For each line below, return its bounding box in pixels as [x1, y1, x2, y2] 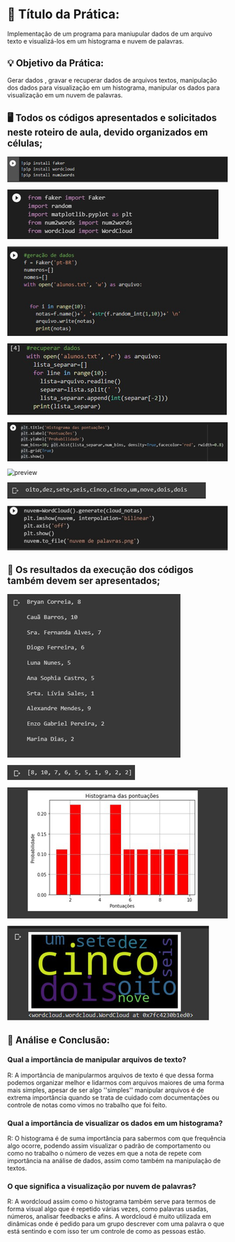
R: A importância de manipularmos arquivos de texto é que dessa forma [7, 1071, 214, 1079]
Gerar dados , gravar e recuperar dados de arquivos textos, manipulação [7, 76, 218, 84]
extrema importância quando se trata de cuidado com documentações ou [7, 1093, 220, 1102]
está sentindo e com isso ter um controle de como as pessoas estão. [7, 1227, 206, 1236]
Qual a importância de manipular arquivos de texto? [7, 1055, 187, 1065]
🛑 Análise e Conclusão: [7, 1034, 111, 1046]
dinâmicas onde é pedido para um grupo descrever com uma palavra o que [7, 1220, 225, 1228]
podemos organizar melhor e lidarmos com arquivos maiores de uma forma [7, 1078, 225, 1086]
